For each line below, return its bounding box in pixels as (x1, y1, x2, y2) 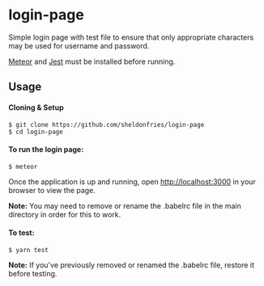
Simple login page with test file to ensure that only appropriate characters (8, 32, 254, 42)
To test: (8, 228, 35, 238)
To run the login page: (8, 145, 84, 154)
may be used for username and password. (8, 40, 150, 50)
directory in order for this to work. (8, 209, 121, 219)
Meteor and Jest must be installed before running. (8, 57, 176, 66)
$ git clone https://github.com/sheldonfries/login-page (8, 120, 205, 128)
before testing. (8, 268, 57, 278)
